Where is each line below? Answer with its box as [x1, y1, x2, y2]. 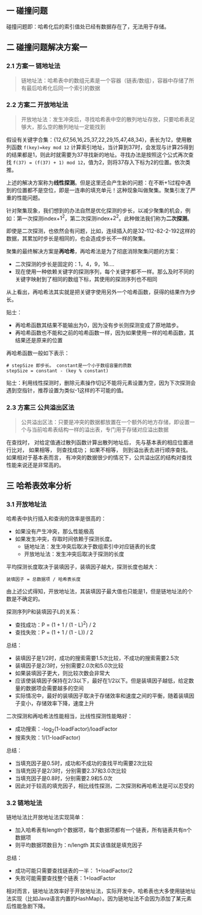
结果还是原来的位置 [14, 337, 63, 344]
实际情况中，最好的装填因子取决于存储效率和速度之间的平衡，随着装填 [14, 692, 189, 700]
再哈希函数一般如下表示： [6, 349, 70, 357]
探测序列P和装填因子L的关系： [6, 608, 81, 615]
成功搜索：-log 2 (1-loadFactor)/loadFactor [14, 726, 118, 734]
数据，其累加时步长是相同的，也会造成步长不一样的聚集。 [6, 235, 148, 242]
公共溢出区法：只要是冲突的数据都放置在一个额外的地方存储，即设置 [20, 418, 190, 425]
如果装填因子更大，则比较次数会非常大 [14, 670, 110, 677]
